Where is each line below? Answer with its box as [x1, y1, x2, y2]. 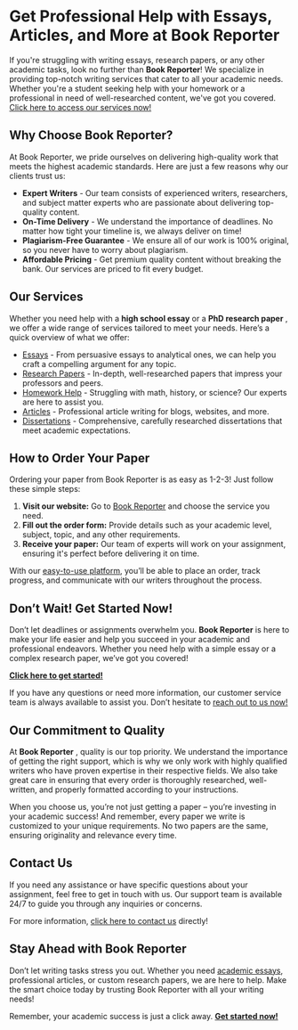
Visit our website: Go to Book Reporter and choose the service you [21, 501, 270, 511]
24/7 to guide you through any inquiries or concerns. [9, 898, 203, 909]
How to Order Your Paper [9, 450, 150, 465]
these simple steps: [9, 484, 81, 495]
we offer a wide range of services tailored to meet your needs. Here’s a [9, 323, 270, 333]
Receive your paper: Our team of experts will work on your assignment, [21, 539, 286, 550]
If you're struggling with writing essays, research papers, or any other [9, 54, 265, 65]
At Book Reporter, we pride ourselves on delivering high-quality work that [9, 151, 278, 162]
